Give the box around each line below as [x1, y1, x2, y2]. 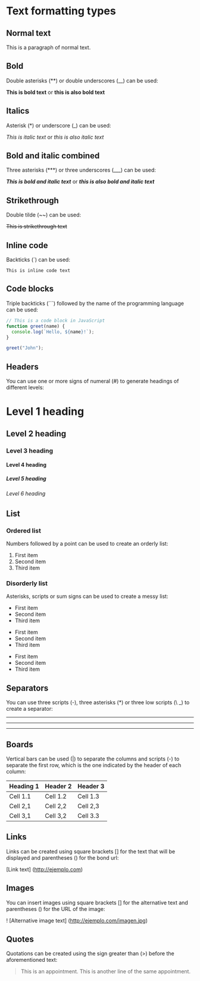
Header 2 [45, 782, 72, 790]
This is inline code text [6, 268, 70, 274]
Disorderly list [6, 579, 48, 587]
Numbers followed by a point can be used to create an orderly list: [6, 540, 168, 548]
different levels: [6, 384, 45, 391]
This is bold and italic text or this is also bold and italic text [6, 178, 155, 185]
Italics [6, 106, 30, 116]
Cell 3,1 [9, 811, 32, 820]
